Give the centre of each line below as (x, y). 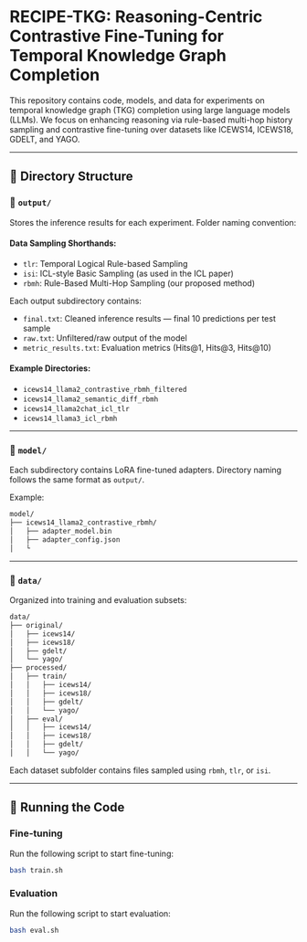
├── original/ (37, 625)
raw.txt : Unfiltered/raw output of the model (105, 338)
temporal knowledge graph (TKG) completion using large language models (150, 110)
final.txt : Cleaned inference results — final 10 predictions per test (149, 318)
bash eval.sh (34, 930)
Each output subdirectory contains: (75, 301)
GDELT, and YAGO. (45, 139)
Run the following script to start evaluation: (90, 913)
